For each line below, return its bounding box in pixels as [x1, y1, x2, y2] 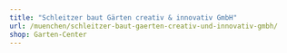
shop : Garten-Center [9, 30, 88, 39]
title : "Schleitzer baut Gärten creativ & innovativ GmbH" [9, 13, 238, 22]
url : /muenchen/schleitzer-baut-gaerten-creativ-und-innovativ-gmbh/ [9, 22, 279, 31]
